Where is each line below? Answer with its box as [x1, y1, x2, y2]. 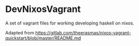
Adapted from [5, 29, 34, 35]
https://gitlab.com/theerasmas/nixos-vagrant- [35, 29, 131, 35]
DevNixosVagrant [5, 3, 81, 15]
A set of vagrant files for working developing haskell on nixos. [5, 20, 134, 26]
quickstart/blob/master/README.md [5, 35, 81, 41]
